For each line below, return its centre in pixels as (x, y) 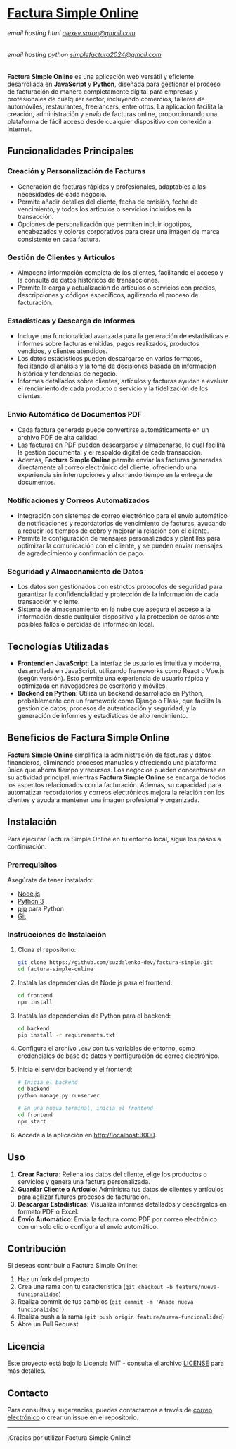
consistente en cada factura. (59, 239)
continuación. (27, 846)
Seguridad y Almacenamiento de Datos (76, 571)
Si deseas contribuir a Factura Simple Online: (72, 1266)
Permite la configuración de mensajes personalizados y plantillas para (119, 538)
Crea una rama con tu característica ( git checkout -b (95, 1287)
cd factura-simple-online (55, 969)
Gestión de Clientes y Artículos (61, 257)
